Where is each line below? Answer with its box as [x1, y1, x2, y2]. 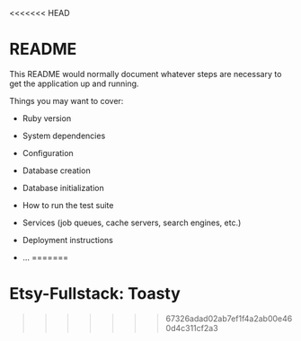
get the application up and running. [9, 78, 139, 89]
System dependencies [22, 130, 106, 141]
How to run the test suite [22, 199, 114, 210]
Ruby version [22, 112, 72, 124]
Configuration [22, 147, 74, 158]
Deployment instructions [22, 234, 114, 245]
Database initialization [22, 182, 105, 193]
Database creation [22, 165, 92, 176]
